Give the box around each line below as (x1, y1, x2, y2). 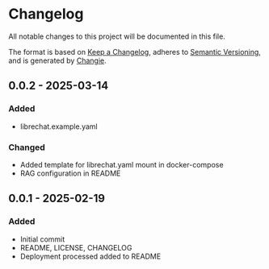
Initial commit (19, 234, 65, 244)
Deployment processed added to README (19, 251, 162, 261)
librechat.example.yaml (19, 122, 99, 131)
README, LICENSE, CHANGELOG (19, 242, 132, 252)
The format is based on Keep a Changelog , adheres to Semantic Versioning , (8, 47, 261, 56)
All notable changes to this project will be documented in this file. (8, 31, 226, 41)
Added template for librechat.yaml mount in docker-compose (19, 159, 224, 169)
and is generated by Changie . (8, 56, 107, 65)
